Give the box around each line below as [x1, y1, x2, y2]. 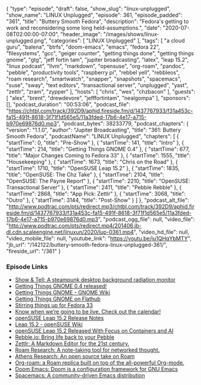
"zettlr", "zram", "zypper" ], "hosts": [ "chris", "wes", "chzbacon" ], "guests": [6, 88, 196, 95]
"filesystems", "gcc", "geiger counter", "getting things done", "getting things [6, 50, 194, 56]
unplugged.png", [6, 37, 48, 44]
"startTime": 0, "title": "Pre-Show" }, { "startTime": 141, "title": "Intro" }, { [6, 139, 184, 146]
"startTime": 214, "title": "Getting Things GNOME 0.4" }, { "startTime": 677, [6, 145, 190, 153]
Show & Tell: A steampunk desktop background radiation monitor [14, 276, 176, 283]
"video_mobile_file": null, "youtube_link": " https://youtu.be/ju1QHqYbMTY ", [6, 235, 192, 242]
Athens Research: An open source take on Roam [14, 353, 135, 360]
